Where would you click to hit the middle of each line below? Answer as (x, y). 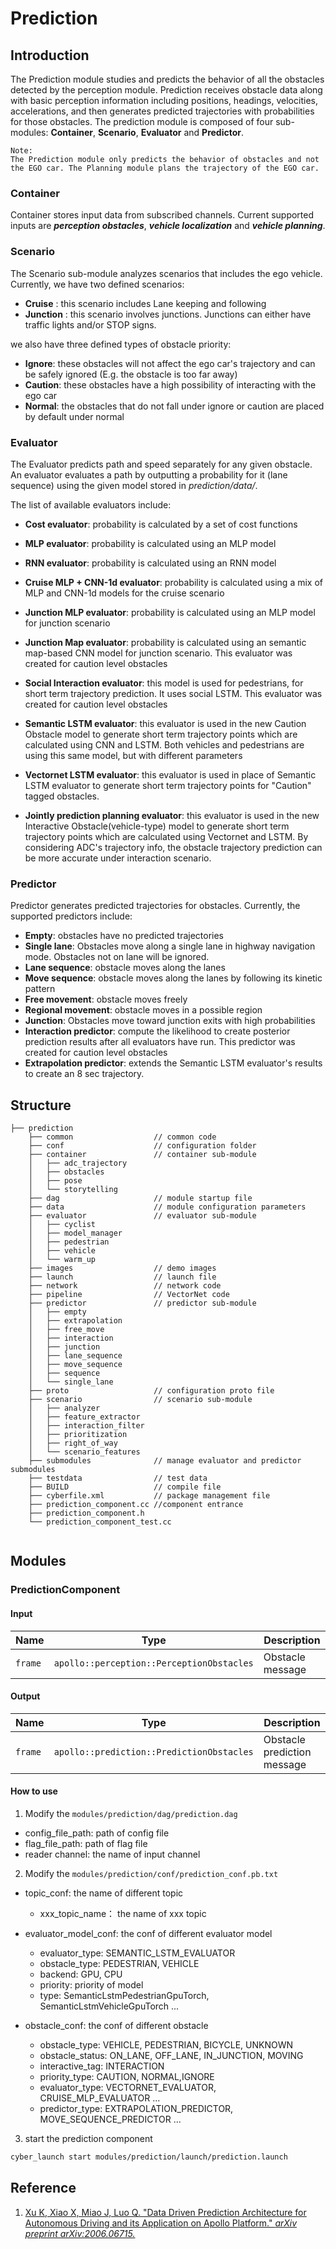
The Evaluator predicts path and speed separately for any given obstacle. (161, 464)
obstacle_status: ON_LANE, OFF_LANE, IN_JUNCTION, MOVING (171, 2055)
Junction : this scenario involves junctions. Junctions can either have (168, 314)
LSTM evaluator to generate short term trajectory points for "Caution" (168, 785)
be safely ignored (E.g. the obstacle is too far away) (131, 374)
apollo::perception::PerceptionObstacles (153, 1663)
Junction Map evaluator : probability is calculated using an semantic (165, 642)
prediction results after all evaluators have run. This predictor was (160, 1042)
